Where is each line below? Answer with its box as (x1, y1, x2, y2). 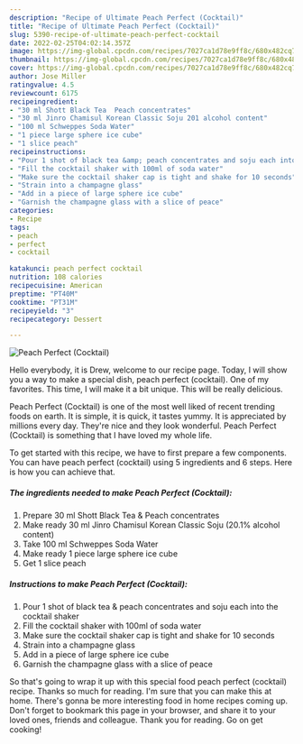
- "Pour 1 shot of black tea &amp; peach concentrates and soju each (9, 155, 277, 165)
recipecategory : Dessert (9, 315, 103, 324)
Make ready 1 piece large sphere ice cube (22, 548, 179, 559)
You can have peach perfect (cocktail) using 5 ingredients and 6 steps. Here (9, 457, 293, 468)
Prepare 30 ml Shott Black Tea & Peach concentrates (22, 510, 220, 521)
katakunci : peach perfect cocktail (9, 264, 143, 273)
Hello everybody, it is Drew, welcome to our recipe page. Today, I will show (9, 364, 288, 375)
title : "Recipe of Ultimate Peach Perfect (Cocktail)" (9, 22, 220, 31)
